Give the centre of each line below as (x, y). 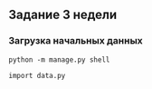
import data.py (37, 75)
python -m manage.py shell (59, 59)
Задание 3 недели (63, 15)
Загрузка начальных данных (76, 41)
